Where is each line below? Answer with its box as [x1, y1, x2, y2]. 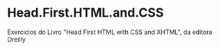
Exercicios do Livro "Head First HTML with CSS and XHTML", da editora [7, 28, 213, 36]
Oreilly [7, 35, 26, 43]
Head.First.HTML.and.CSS [7, 5, 164, 21]
